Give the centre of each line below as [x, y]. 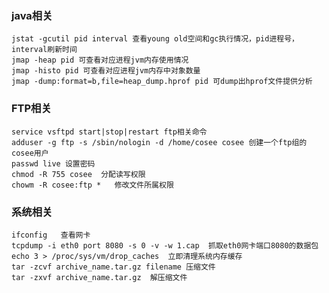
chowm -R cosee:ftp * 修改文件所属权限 [92, 185]
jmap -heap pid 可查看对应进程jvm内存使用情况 [100, 60]
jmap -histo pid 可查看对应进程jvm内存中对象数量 [106, 71]
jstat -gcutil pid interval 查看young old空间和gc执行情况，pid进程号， [155, 39]
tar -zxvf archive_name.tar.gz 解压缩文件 [99, 277]
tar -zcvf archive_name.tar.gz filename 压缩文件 [113, 267]
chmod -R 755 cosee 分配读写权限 [78, 174]
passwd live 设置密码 [53, 163]
